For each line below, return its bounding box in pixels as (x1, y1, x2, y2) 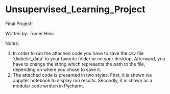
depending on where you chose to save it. (12, 66, 101, 73)
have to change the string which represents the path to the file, (12, 61, 145, 67)
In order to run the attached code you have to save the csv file (12, 50, 144, 56)
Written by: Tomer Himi (5, 30, 54, 36)
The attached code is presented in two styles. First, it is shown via (12, 72, 152, 78)
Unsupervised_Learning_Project (5, 4, 145, 15)
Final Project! (5, 20, 33, 27)
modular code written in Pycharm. (12, 83, 84, 89)
